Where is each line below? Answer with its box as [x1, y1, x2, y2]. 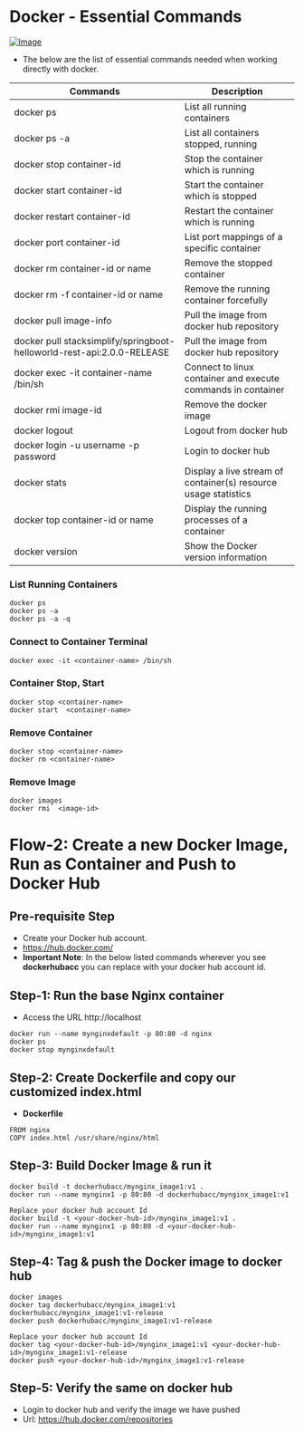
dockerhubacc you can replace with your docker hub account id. [22, 962, 267, 973]
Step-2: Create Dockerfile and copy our [9, 1070, 236, 1085]
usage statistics [184, 487, 252, 500]
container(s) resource [184, 476, 278, 488]
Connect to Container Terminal [9, 636, 147, 649]
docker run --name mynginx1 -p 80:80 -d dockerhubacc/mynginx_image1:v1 [9, 1189, 290, 1199]
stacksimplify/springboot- [62, 334, 176, 347]
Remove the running [184, 283, 271, 295]
